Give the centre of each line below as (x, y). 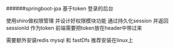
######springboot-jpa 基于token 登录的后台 (60, 8)
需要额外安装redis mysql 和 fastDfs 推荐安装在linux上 (69, 40)
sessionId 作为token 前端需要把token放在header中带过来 (74, 28)
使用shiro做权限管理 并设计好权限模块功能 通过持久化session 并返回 (87, 21)
